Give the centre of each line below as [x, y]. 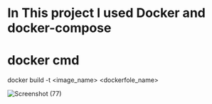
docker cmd [43, 60]
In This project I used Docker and [107, 13]
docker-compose [59, 28]
